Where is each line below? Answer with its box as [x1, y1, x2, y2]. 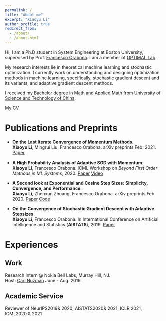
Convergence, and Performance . [12, 185, 82, 191]
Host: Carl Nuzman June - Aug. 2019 [5, 277, 81, 283]
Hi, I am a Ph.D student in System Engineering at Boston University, [5, 49, 144, 55]
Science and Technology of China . [5, 95, 76, 101]
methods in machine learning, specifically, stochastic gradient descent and [5, 75, 160, 81]
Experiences [5, 239, 58, 250]
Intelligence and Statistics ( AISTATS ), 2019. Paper [12, 221, 116, 227]
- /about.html [9, 36, 39, 41]
